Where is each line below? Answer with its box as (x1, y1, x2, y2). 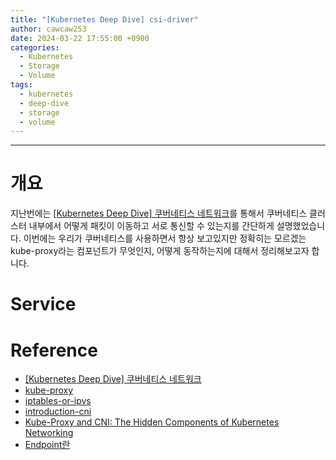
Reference (10, 339, 98, 361)
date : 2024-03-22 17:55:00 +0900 (10, 33, 150, 43)
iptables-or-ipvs (24, 395, 92, 407)
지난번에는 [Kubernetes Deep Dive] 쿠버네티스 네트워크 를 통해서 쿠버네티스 (10, 207, 308, 220)
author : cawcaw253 (10, 24, 87, 34)
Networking (24, 427, 74, 439)
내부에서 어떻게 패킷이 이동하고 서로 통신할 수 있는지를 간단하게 (28, 220, 275, 232)
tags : (10, 80, 33, 90)
